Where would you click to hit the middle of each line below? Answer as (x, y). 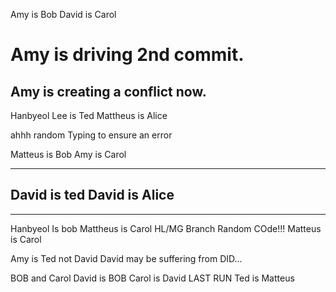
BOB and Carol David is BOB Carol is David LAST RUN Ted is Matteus (152, 278)
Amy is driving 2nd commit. (127, 55)
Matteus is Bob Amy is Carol (68, 154)
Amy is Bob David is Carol (63, 14)
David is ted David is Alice (92, 195)
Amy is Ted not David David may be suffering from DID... (126, 258)
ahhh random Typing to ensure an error (91, 135)
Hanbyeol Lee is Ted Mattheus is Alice (89, 115)
